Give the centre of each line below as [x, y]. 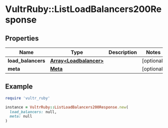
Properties [22, 38]
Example [19, 87]
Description [123, 52]
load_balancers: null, [33, 112]
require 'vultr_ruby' [28, 98]
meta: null [21, 116]
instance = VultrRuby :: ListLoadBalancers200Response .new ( [67, 107]
